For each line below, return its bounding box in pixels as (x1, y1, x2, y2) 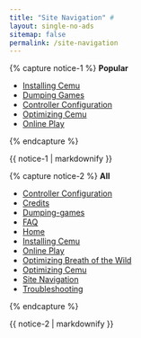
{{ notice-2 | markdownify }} (9, 318, 114, 329)
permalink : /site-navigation (9, 38, 119, 48)
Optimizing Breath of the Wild (22, 255, 132, 266)
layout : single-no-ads (9, 22, 94, 31)
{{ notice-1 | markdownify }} (9, 154, 113, 165)
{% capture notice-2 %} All (9, 171, 110, 182)
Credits (22, 198, 50, 209)
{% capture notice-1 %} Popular (9, 63, 128, 74)
